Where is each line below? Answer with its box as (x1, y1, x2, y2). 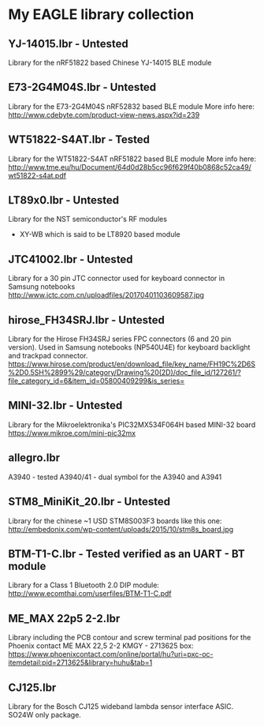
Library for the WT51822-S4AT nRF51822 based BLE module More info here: (8, 154, 257, 163)
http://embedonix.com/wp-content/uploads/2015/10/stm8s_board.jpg (8, 524, 234, 534)
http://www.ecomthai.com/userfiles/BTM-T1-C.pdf (8, 589, 172, 598)
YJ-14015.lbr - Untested (8, 37, 128, 51)
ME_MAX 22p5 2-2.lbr (8, 612, 121, 625)
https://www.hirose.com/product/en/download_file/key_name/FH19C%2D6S (8, 359, 256, 369)
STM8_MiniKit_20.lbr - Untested (8, 495, 171, 508)
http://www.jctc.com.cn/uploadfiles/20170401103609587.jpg (8, 290, 205, 300)
